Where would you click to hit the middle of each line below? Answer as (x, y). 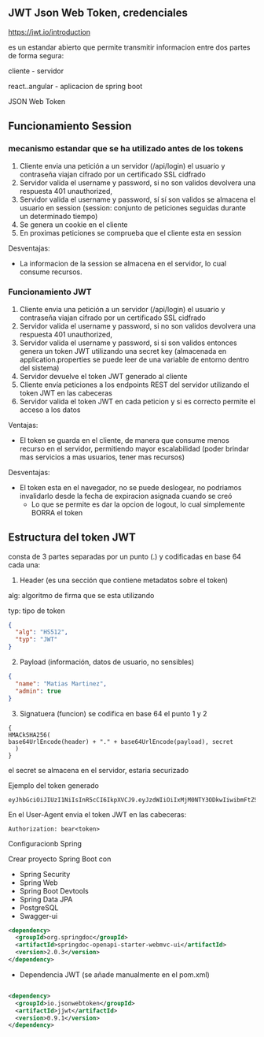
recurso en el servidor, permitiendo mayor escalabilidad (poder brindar (134, 448)
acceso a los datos (50, 410)
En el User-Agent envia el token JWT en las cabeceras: (97, 814)
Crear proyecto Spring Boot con (60, 859)
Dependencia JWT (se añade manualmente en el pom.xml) (114, 974)
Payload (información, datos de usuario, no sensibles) (107, 662)
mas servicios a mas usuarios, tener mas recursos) (102, 457)
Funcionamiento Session (70, 126)
